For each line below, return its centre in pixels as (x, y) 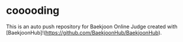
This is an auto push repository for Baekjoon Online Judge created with (92, 26)
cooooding (33, 11)
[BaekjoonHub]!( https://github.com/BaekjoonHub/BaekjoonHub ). (84, 32)
